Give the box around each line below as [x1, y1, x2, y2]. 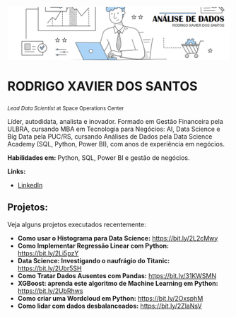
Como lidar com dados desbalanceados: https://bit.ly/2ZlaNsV [17, 301, 203, 310]
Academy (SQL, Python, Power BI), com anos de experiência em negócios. [7, 139, 225, 148]
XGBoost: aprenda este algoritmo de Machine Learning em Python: [17, 279, 218, 287]
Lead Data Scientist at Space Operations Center [7, 105, 124, 112]
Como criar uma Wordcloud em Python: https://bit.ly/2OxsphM [17, 294, 203, 302]
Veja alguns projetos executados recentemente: [7, 220, 146, 229]
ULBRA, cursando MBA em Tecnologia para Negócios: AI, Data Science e [7, 125, 220, 133]
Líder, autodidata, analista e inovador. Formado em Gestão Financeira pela [7, 117, 224, 125]
